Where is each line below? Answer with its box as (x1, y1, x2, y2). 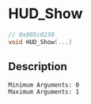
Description (8, 60, 67, 73)
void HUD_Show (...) (8, 38, 73, 46)
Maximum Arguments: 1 (8, 87, 80, 95)
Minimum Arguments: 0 (8, 80, 80, 89)
